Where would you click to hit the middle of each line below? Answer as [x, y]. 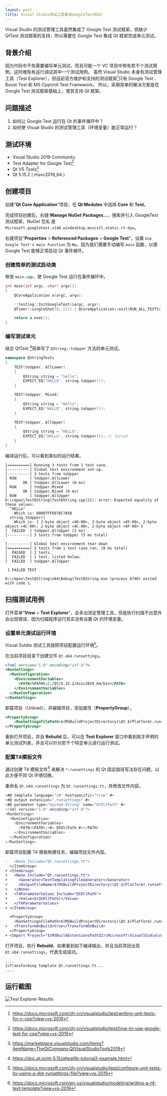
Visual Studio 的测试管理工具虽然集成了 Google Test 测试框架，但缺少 [76, 29]
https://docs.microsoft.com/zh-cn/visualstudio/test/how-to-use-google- [86, 1028]
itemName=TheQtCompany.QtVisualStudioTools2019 [66, 1049]
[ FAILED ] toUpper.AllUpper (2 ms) [45, 531]
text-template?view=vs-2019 [42, 1088]
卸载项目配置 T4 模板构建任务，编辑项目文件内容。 [57, 852]
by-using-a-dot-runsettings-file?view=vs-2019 [60, 1073]
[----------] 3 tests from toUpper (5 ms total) [56, 535]
